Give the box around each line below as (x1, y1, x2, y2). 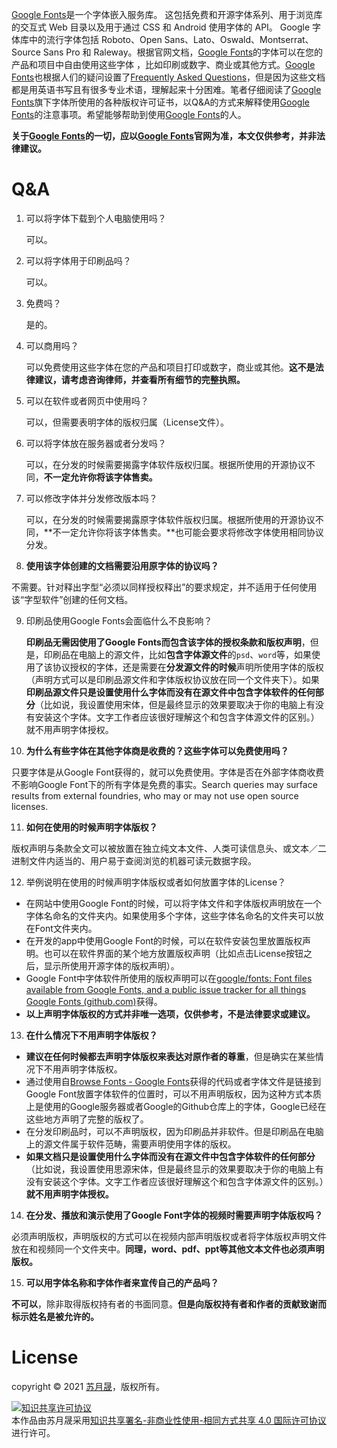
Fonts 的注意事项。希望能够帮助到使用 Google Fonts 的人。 (11, 109, 247, 120)
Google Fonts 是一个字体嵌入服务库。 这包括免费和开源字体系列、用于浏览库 (11, 9, 323, 20)
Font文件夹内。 (34, 922, 98, 934)
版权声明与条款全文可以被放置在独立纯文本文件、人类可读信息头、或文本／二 (11, 842, 327, 854)
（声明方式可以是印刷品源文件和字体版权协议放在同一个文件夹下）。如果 (25, 673, 320, 685)
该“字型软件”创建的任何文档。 (11, 593, 134, 605)
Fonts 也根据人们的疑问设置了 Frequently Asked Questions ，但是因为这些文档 (11, 71, 326, 83)
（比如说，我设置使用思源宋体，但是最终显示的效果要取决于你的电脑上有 (25, 1163, 324, 1175)
